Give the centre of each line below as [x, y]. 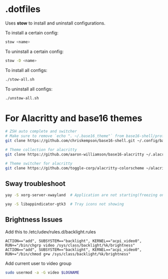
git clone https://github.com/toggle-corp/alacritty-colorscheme [74, 168]
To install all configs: [26, 70]
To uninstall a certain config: [34, 51]
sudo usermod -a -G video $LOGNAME [42, 272]
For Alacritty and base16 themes [74, 118]
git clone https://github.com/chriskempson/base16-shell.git [70, 141]
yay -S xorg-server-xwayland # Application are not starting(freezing [81, 195]
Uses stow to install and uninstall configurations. [55, 23]
